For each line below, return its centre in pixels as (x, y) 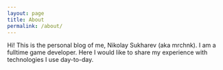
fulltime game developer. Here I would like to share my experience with (107, 52)
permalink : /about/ (35, 26)
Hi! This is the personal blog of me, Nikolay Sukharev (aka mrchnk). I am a (111, 46)
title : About (26, 20)
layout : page (26, 13)
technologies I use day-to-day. (50, 60)
